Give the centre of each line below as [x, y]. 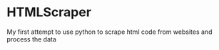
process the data [31, 39]
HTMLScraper [49, 12]
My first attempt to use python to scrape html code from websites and [109, 32]
